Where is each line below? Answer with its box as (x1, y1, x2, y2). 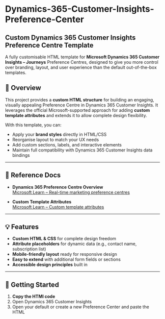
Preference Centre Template (5, 41, 94, 49)
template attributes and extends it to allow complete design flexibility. (5, 112, 147, 118)
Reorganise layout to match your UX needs (12, 136, 99, 143)
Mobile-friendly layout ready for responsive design (12, 251, 117, 257)
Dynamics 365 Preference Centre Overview (12, 184, 103, 190)
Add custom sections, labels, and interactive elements (12, 142, 122, 147)
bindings (12, 152, 30, 158)
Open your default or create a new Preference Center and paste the (12, 304, 149, 310)
